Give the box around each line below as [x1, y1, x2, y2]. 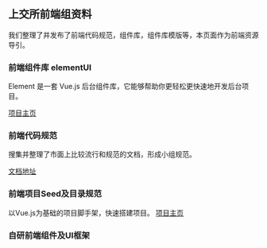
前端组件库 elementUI [8, 62, 92, 73]
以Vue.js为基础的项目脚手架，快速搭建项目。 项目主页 [8, 207, 184, 217]
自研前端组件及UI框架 [8, 230, 90, 241]
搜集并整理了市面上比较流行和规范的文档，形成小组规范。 [8, 149, 196, 159]
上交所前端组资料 [8, 7, 92, 21]
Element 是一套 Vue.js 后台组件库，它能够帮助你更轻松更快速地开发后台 [8, 82, 242, 91]
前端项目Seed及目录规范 [8, 188, 102, 200]
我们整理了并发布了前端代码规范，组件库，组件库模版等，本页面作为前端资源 [8, 30, 259, 40]
